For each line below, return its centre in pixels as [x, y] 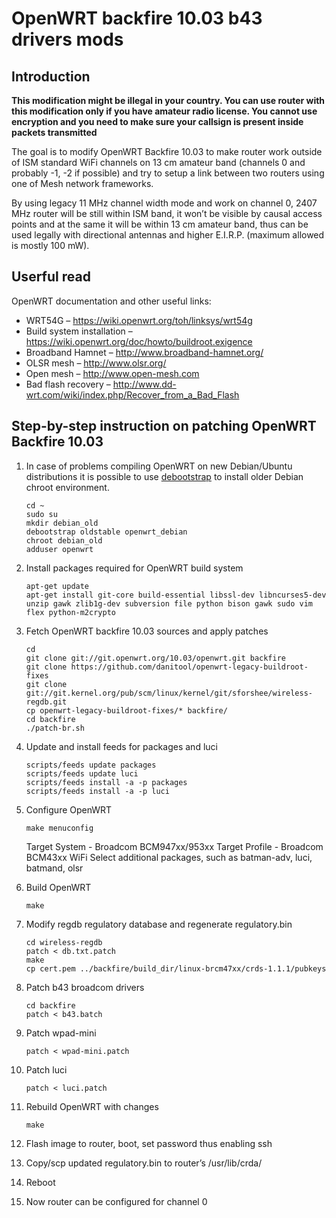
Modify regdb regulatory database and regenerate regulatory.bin [159, 924]
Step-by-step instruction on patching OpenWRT [164, 426]
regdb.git [46, 702]
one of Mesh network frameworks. [82, 183]
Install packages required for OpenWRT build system [134, 568]
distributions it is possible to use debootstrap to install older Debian [164, 476]
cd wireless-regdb [64, 942]
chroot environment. [67, 487]
